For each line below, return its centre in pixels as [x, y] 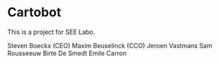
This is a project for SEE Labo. [51, 32]
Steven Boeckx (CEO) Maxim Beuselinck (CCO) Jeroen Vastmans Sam [110, 45]
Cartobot [34, 12]
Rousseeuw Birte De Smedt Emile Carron [67, 53]
